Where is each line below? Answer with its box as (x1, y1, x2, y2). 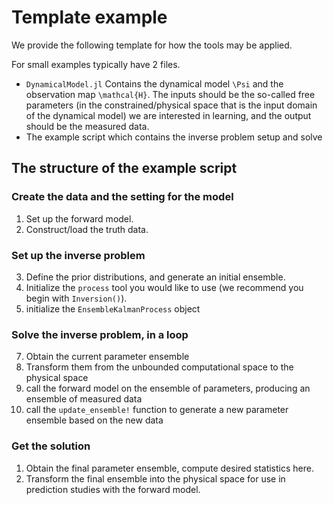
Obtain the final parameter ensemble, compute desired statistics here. (25, 462, 314, 474)
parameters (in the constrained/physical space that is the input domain (25, 99, 318, 111)
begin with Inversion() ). (25, 292, 128, 304)
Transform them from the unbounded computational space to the (25, 361, 294, 373)
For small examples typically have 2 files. (11, 58, 181, 70)
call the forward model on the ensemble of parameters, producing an (25, 382, 311, 395)
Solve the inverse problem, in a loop (11, 327, 189, 341)
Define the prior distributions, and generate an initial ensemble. (25, 271, 286, 283)
